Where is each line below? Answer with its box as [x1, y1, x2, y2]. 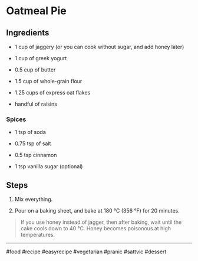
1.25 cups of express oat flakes [14, 89, 91, 96]
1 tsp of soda [14, 129, 46, 136]
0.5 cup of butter [14, 66, 56, 73]
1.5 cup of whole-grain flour [14, 78, 82, 84]
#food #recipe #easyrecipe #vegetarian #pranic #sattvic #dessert [6, 248, 167, 255]
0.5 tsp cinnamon [14, 152, 57, 159]
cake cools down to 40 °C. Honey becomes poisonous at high [20, 225, 171, 232]
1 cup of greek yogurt [14, 55, 67, 61]
